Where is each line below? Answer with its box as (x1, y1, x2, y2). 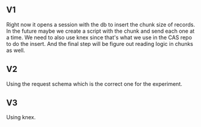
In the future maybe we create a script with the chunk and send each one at (6, 27, 195, 34)
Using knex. (6, 114, 36, 121)
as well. (6, 47, 25, 54)
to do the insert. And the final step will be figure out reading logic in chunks (6, 40, 193, 47)
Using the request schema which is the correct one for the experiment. (6, 80, 183, 87)
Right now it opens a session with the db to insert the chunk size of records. (6, 21, 195, 28)
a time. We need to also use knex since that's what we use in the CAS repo (6, 33, 192, 41)
